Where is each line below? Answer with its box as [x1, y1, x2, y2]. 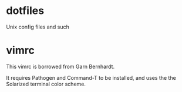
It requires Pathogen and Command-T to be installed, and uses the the [6, 74, 176, 81]
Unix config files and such [6, 23, 69, 30]
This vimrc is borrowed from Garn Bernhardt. [6, 63, 115, 70]
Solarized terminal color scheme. [6, 80, 86, 87]
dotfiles [6, 4, 45, 17]
